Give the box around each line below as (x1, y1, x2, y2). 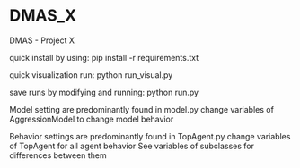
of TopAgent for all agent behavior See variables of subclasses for (9, 140, 254, 151)
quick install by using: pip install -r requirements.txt (9, 52, 199, 63)
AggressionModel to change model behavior (9, 113, 174, 124)
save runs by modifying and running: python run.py (9, 87, 199, 97)
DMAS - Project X (9, 35, 75, 46)
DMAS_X (9, 5, 77, 26)
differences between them (9, 149, 108, 161)
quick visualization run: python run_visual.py (9, 69, 173, 80)
